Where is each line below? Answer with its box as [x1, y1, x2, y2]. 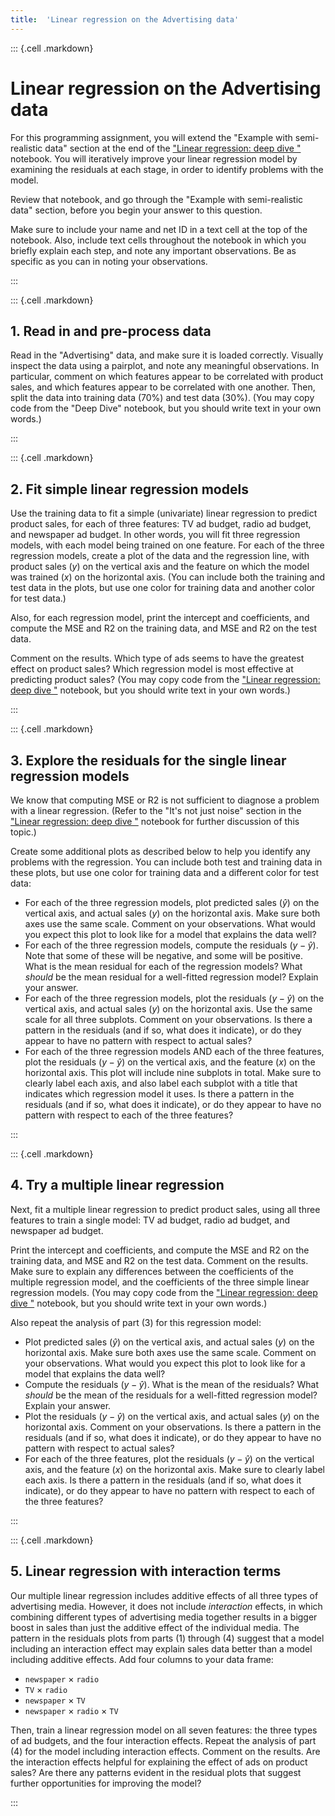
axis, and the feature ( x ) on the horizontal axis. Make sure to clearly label [24, 1463, 325, 1475]
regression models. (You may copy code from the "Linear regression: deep [10, 1286, 318, 1298]
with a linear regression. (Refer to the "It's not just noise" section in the [10, 805, 302, 816]
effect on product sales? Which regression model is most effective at [10, 663, 294, 675]
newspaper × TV [24, 1694, 86, 1706]
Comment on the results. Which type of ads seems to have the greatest [10, 652, 305, 665]
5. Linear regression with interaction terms [10, 1563, 282, 1580]
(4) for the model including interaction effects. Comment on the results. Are [10, 1745, 321, 1757]
